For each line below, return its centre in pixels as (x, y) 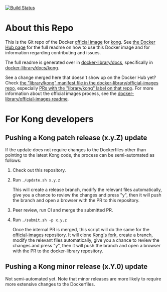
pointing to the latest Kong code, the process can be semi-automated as (80, 155)
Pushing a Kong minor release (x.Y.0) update (76, 267)
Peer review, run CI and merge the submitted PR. (63, 210)
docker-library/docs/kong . (32, 67)
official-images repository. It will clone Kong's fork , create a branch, (82, 235)
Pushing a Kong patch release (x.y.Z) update (76, 137)
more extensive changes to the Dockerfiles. (50, 284)
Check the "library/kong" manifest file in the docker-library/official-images (82, 82)
